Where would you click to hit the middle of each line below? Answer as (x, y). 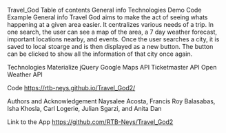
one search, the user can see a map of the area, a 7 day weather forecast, (112, 32)
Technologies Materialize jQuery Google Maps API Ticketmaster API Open (112, 67)
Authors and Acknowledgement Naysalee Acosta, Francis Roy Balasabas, (111, 101)
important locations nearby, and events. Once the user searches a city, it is (113, 39)
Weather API (25, 74)
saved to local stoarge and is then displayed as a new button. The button (110, 47)
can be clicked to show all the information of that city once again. (100, 54)
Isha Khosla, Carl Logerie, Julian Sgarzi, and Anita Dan (84, 109)
